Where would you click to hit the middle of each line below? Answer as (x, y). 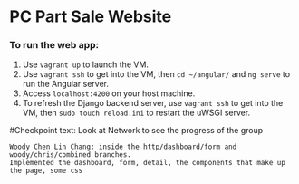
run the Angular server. (65, 84)
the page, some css (46, 171)
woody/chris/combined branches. (70, 155)
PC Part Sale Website (91, 17)
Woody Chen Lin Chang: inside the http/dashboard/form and (123, 147)
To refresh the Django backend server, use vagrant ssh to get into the (153, 103)
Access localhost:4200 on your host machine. (109, 93)
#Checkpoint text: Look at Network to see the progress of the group (136, 131)
